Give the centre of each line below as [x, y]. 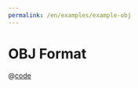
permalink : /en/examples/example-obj [70, 15]
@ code [20, 76]
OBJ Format [47, 53]
